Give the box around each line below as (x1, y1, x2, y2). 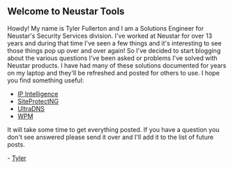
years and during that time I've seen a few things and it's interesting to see (7, 38, 222, 47)
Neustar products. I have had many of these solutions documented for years (7, 61, 227, 69)
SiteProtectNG (17, 97, 59, 105)
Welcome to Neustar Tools (7, 6, 125, 17)
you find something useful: (7, 76, 84, 84)
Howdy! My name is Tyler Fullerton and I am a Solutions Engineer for (7, 24, 204, 32)
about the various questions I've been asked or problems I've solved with (7, 54, 218, 62)
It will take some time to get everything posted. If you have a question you (7, 125, 220, 133)
